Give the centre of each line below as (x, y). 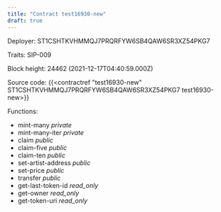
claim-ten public (42, 155)
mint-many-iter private (50, 132)
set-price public (41, 170)
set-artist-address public (54, 163)
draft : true (25, 21)
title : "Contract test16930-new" (57, 14)
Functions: (23, 111)
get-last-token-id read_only (58, 185)
